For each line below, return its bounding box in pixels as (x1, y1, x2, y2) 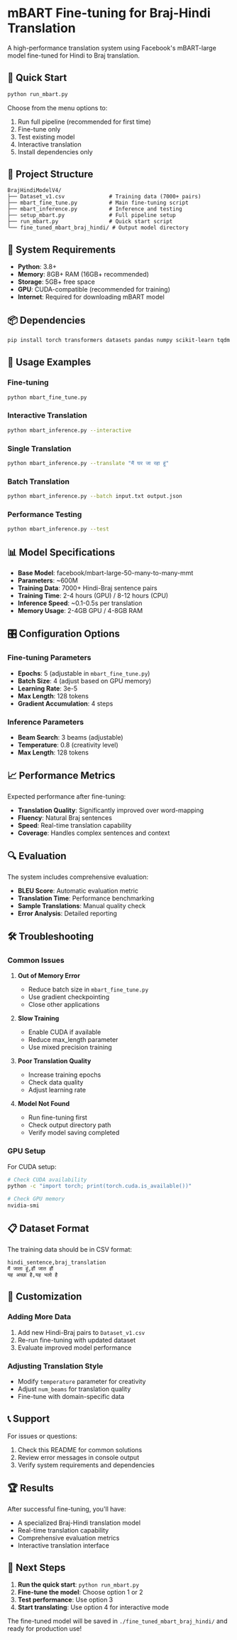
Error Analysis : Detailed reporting (17, 909, 117, 917)
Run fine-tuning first (28, 1113, 87, 1122)
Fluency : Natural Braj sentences (17, 813, 112, 822)
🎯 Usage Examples (7, 356, 92, 368)
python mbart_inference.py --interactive (7, 427, 132, 434)
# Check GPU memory (7, 1196, 65, 1203)
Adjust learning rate (28, 1086, 87, 1095)
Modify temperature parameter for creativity (17, 1377, 146, 1385)
